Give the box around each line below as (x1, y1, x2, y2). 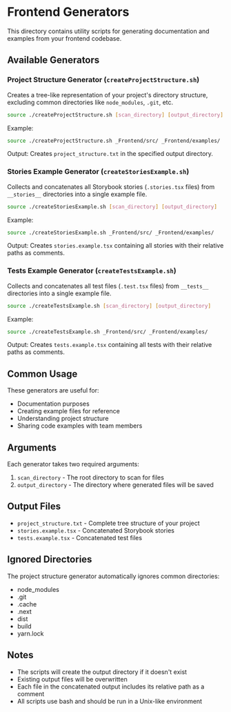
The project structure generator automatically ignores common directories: (7, 572, 220, 580)
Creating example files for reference (17, 407, 121, 415)
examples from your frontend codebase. (7, 34, 122, 42)
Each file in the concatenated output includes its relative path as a (17, 682, 205, 691)
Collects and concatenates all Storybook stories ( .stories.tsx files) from (7, 182, 215, 190)
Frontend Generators (7, 4, 130, 20)
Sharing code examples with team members (17, 422, 143, 430)
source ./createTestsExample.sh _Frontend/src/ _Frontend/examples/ (7, 328, 208, 335)
